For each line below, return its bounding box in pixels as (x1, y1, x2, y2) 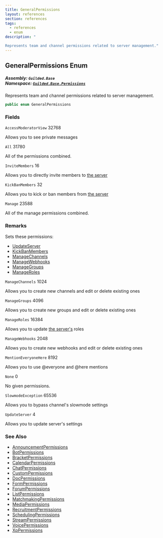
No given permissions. (5, 383, 50, 389)
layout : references (5, 12, 45, 17)
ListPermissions (12, 491, 45, 497)
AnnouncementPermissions (12, 444, 68, 450)
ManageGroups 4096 (5, 297, 44, 304)
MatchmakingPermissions (12, 496, 65, 502)
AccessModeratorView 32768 (5, 125, 61, 131)
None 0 (5, 373, 18, 379)
